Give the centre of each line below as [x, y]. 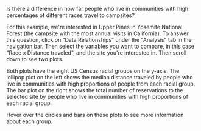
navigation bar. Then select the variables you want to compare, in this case [100, 46]
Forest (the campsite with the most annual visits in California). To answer [97, 33]
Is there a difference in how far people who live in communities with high [97, 9]
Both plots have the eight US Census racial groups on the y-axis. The [93, 71]
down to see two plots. [35, 59]
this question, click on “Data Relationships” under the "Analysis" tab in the [99, 40]
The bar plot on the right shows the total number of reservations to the [95, 90]
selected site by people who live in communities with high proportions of [97, 97]
